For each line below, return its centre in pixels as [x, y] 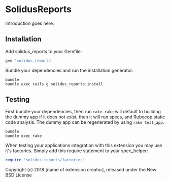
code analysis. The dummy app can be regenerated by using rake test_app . [85, 122]
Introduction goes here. [30, 23]
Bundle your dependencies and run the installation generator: [69, 70]
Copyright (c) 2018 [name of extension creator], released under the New [81, 170]
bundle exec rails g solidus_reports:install [54, 84]
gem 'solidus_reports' [29, 61]
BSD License [19, 175]
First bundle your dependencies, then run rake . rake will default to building [83, 112]
